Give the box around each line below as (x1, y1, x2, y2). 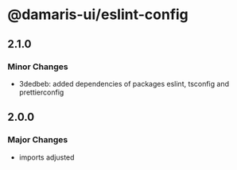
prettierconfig (18, 87, 64, 97)
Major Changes (7, 134, 68, 145)
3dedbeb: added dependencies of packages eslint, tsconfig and (18, 79, 230, 88)
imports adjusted (18, 153, 75, 162)
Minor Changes (7, 61, 68, 72)
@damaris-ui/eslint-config (7, 6, 188, 24)
